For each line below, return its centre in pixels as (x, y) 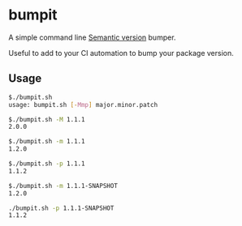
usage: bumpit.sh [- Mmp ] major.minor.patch (83, 104)
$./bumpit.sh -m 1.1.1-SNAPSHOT (63, 185)
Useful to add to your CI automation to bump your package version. (121, 53)
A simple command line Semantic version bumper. (92, 37)
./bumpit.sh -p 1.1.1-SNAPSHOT (61, 208)
